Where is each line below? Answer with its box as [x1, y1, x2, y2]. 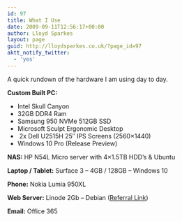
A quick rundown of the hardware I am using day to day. [7, 75, 169, 83]
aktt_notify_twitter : [7, 50, 70, 57]
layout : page [7, 36, 45, 43]
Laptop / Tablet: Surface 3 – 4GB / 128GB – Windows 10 [7, 166, 169, 175]
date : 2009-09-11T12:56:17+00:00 [7, 23, 105, 30]
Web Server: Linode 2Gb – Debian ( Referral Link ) [7, 193, 149, 201]
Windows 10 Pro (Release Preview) [17, 139, 118, 148]
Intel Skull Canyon [17, 102, 70, 110]
